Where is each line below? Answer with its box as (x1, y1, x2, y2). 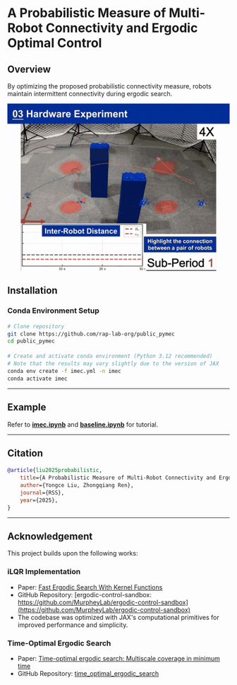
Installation (7, 284, 58, 297)
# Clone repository (7, 323, 65, 330)
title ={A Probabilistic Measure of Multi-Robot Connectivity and (20, 474, 217, 482)
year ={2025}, (20, 497, 59, 504)
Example (7, 401, 47, 413)
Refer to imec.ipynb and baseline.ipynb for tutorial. (7, 420, 159, 429)
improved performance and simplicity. (17, 621, 128, 629)
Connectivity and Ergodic (45, 20, 198, 36)
